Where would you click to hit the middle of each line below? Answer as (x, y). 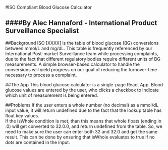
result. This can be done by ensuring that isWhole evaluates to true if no (80, 137)
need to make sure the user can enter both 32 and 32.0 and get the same (81, 131)
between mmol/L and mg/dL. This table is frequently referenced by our (79, 48)
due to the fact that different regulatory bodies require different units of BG (83, 59)
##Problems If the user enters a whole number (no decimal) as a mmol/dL (82, 105)
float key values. (22, 115)
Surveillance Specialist (42, 31)
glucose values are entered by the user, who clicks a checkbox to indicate (82, 90)
